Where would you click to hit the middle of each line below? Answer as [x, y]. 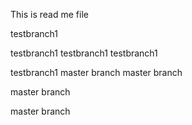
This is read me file [49, 14]
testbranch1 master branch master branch [96, 72]
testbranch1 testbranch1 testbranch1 [84, 53]
